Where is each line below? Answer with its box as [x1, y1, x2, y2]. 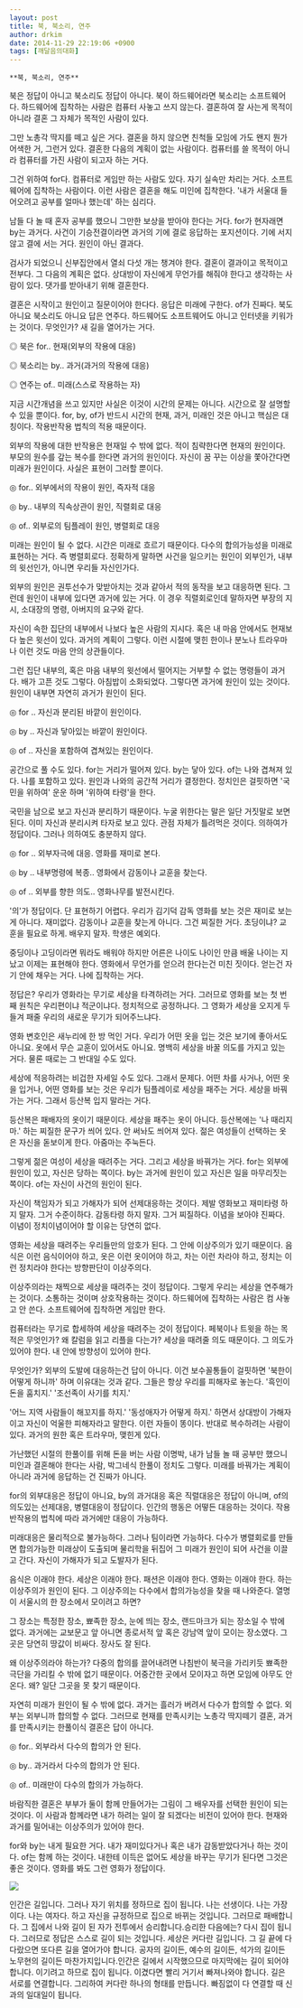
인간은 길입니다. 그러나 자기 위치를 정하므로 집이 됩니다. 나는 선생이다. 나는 [9, 1899, 271, 1910]
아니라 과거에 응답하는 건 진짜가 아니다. [9, 1471, 147, 1482]
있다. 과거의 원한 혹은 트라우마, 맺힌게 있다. [9, 1429, 161, 1441]
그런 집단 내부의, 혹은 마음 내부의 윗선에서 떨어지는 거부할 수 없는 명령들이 [9, 665, 269, 676]
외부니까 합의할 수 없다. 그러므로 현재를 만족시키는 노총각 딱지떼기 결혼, [25, 1711, 277, 1722]
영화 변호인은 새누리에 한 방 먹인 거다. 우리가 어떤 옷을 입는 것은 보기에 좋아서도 [9, 1031, 289, 1041]
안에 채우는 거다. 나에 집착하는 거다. [18, 970, 144, 981]
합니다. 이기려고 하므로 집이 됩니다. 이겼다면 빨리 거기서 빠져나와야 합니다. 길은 [9, 1966, 286, 1978]
